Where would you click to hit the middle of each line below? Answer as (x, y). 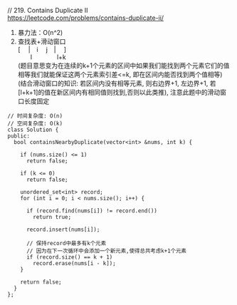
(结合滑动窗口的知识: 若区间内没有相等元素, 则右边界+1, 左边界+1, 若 (117, 83)
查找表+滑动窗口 (42, 41)
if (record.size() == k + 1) (69, 257)
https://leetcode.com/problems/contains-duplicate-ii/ (86, 18)
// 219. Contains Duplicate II (48, 10)
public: (19, 136)
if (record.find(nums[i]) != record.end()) (92, 211)
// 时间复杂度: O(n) (35, 116)
